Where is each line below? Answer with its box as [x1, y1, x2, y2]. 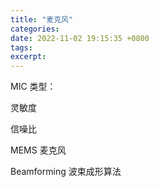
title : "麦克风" [10, 14, 74, 25]
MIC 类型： [10, 81, 57, 93]
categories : [10, 24, 60, 34]
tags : [10, 42, 33, 53]
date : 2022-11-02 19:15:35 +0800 [10, 33, 150, 43]
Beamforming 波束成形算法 [10, 166, 122, 178]
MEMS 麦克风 [10, 144, 67, 156]
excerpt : [10, 52, 47, 62]
